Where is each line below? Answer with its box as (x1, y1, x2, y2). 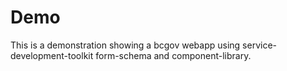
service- (242, 39, 277, 51)
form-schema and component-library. (95, 49, 252, 61)
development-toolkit (10, 49, 94, 61)
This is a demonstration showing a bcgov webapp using (10, 39, 241, 51)
